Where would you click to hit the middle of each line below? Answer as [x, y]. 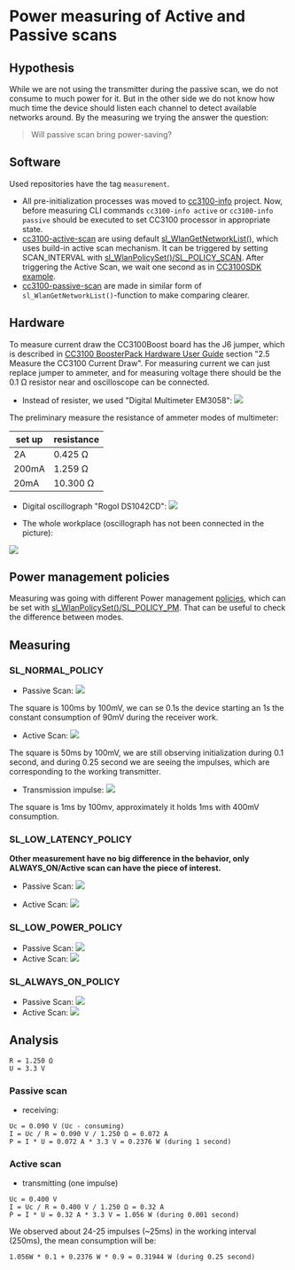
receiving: [40, 1110]
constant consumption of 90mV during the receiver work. [114, 717]
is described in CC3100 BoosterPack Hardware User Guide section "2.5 [140, 354]
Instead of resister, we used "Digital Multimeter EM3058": [127, 400]
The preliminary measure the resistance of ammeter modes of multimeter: [144, 417]
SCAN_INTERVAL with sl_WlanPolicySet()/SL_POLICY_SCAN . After [143, 257]
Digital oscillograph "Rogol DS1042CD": [94, 506]
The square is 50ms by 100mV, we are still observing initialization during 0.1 [147, 753]
